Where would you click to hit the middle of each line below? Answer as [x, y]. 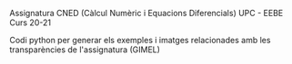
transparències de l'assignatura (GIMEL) [85, 50]
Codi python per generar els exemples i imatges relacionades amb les [140, 40]
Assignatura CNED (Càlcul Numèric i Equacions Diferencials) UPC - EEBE [146, 13]
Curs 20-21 [30, 23]
